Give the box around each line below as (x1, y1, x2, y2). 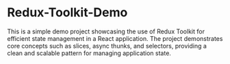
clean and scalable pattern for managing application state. (7, 49, 171, 57)
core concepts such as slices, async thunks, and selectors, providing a (7, 42, 207, 50)
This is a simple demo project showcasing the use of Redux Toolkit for (7, 27, 205, 35)
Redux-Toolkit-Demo (7, 5, 128, 20)
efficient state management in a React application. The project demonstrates (7, 34, 223, 42)
